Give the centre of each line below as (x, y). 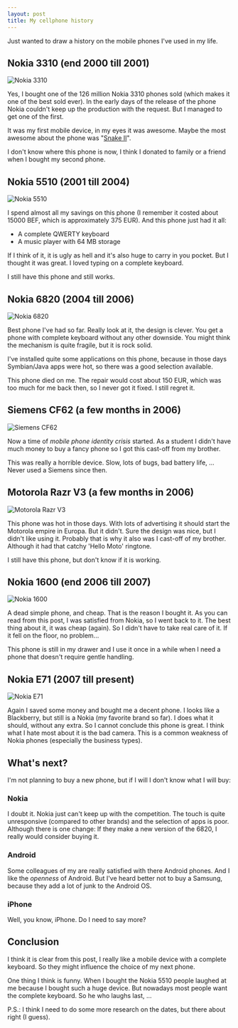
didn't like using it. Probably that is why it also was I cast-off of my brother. (117, 539)
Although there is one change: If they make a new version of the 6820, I (112, 829)
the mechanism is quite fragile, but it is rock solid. (80, 345)
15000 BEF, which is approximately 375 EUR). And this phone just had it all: (117, 221)
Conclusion (33, 942)
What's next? (38, 763)
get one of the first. (36, 117)
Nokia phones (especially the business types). (75, 741)
